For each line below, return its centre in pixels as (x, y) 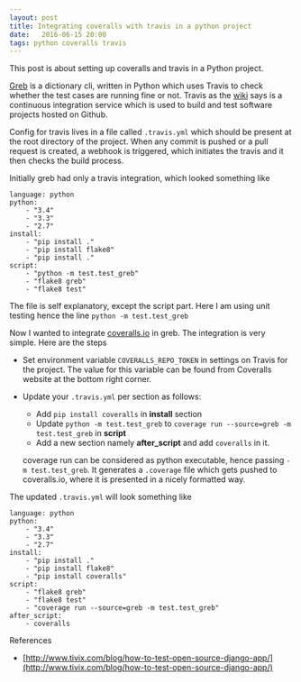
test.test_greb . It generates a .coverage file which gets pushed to (154, 470)
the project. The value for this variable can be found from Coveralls (147, 369)
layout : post (34, 18)
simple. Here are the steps (58, 342)
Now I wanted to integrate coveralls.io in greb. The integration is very (137, 333)
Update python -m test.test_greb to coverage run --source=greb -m (163, 423)
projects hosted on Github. (59, 114)
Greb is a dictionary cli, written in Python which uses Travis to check (137, 86)
